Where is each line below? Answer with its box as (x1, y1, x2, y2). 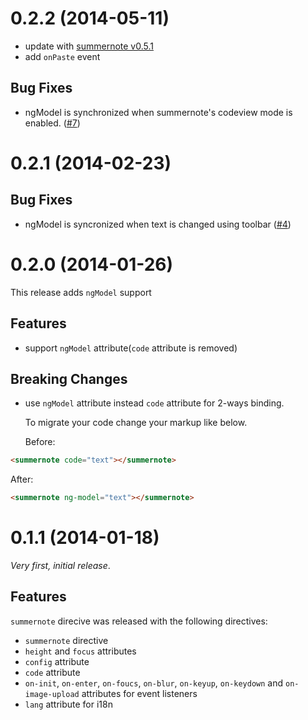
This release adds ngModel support (10, 286, 152, 298)
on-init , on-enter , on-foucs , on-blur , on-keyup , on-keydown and (24, 677, 284, 689)
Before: (24, 436, 56, 448)
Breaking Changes (10, 370, 128, 387)
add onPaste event (24, 50, 101, 62)
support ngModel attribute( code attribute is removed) (24, 342, 238, 354)
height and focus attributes (24, 645, 137, 657)
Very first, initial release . (10, 560, 111, 571)
